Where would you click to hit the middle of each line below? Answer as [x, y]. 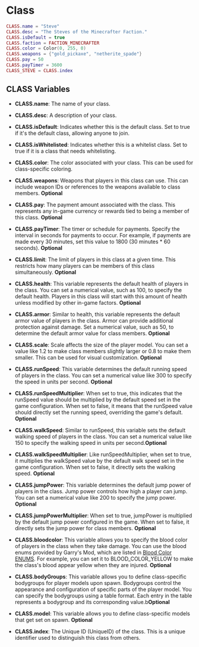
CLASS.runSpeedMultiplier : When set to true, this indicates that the [99, 393]
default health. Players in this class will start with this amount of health [101, 296]
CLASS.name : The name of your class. [63, 103]
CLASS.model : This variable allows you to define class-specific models [102, 613]
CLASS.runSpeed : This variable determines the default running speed [101, 369]
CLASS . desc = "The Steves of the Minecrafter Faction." [77, 32]
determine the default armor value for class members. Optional [92, 333]
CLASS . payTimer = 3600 [34, 65]
